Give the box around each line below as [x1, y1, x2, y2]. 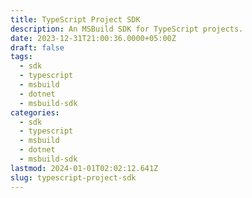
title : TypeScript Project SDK [10, 14, 141, 25]
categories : [10, 107, 60, 118]
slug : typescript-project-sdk [10, 172, 137, 183]
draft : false [10, 42, 65, 53]
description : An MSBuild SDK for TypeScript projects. [10, 24, 244, 34]
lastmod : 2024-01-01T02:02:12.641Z [10, 163, 159, 173]
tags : [10, 52, 33, 62]
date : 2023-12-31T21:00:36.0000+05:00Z [10, 33, 177, 43]
